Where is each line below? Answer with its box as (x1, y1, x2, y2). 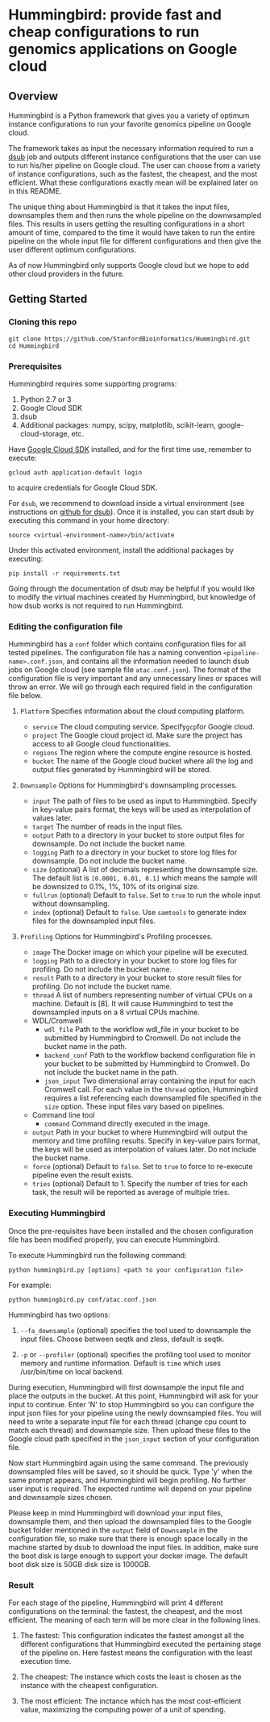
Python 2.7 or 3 (19, 394, 72, 404)
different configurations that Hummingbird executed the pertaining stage (19, 1639, 262, 1649)
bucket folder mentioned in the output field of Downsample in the (8, 1525, 218, 1535)
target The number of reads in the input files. (31, 821, 184, 832)
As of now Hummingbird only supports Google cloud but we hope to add (8, 261, 250, 270)
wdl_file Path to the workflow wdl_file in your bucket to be (44, 1025, 239, 1034)
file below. (8, 691, 43, 700)
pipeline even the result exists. (31, 1170, 134, 1180)
